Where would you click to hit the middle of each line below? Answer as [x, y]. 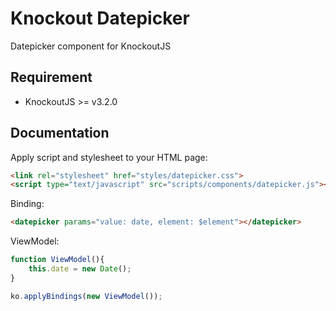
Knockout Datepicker [100, 18]
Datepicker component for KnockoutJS [91, 46]
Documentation [60, 133]
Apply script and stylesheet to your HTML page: [109, 157]
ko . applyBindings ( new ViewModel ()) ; [86, 296]
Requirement [51, 77]
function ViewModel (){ [57, 260]
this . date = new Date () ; [80, 269]
